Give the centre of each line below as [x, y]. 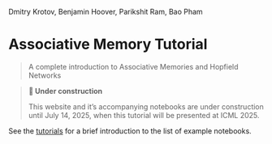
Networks [45, 75]
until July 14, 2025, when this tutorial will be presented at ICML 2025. [144, 115]
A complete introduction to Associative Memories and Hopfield [133, 66]
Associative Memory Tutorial [108, 44]
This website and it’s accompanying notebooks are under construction [146, 106]
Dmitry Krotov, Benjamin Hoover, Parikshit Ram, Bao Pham [106, 12]
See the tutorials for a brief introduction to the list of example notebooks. [130, 131]
